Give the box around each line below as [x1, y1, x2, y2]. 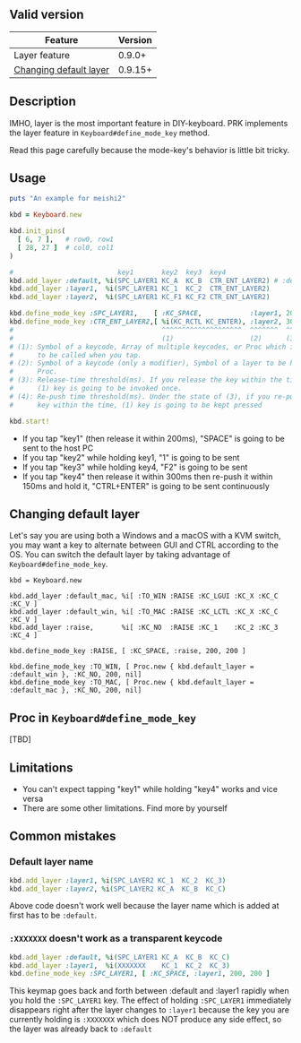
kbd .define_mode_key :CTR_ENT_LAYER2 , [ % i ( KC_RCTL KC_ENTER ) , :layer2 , [9, 317, 282, 326]
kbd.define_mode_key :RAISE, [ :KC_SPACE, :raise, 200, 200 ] [9, 647, 246, 656]
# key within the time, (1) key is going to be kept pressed [9, 401, 262, 409]
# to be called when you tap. [9, 350, 142, 359]
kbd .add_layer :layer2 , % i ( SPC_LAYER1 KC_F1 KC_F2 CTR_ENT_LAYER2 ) [9, 293, 271, 302]
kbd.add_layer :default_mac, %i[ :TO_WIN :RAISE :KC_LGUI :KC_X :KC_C [9, 591, 279, 601]
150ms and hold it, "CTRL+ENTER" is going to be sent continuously [21, 480, 271, 491]
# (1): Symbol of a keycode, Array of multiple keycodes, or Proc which [9, 342, 287, 351]
